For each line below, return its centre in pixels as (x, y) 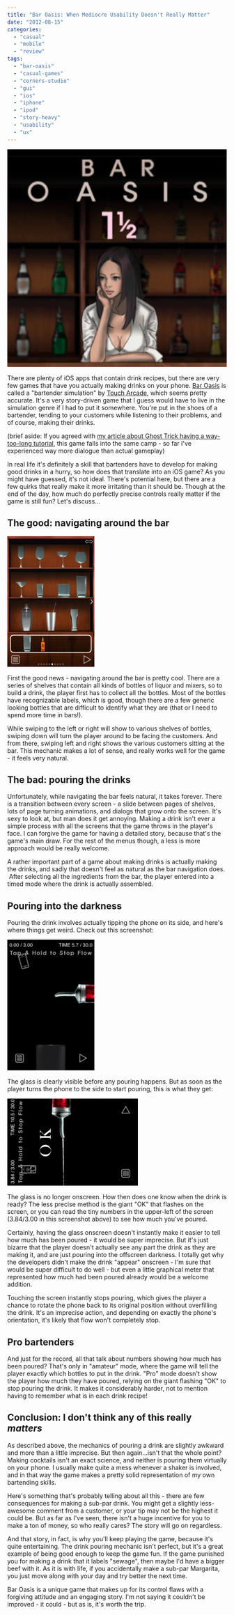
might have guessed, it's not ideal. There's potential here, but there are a (111, 479)
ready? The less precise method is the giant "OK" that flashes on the (106, 1204)
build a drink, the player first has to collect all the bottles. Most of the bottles (117, 692)
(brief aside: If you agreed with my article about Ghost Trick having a (106, 436)
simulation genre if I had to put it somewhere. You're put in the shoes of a (112, 407)
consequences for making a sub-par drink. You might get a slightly (103, 1503)
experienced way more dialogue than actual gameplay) (86, 451)
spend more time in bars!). (45, 715)
